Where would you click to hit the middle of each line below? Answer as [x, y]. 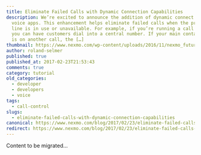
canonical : [20, 123]
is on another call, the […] [48, 39]
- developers [28, 90]
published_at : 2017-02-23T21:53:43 [51, 62]
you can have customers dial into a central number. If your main [96, 34]
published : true [26, 56]
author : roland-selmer [34, 51]
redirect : [19, 129]
